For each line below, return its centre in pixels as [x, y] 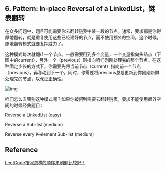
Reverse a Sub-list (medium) [34, 124]
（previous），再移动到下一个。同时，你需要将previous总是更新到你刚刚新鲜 [82, 72]
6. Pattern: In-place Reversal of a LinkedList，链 [80, 9]
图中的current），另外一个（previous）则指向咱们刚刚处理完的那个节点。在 [81, 60]
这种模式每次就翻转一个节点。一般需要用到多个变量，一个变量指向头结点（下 [83, 54]
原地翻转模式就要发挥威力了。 [35, 43]
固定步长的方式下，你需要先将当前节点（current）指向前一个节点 [75, 66]
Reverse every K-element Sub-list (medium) [50, 134]
